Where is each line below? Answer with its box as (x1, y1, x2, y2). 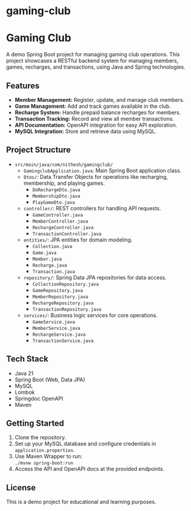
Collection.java (32, 243, 73, 249)
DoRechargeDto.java (32, 187, 81, 193)
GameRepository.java (32, 287, 83, 294)
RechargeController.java (32, 224, 94, 230)
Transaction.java (32, 268, 75, 275)
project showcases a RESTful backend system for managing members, (6, 57, 179, 65)
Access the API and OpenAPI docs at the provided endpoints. (14, 465, 164, 473)
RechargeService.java (32, 332, 86, 338)
